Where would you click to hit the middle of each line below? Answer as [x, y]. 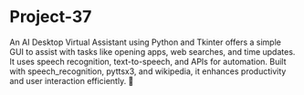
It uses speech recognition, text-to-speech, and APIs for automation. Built [148, 61]
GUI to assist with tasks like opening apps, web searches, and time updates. [152, 51]
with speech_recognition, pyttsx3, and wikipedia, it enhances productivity [148, 71]
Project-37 [51, 17]
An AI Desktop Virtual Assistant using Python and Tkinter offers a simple [145, 42]
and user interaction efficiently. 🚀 [72, 80]
